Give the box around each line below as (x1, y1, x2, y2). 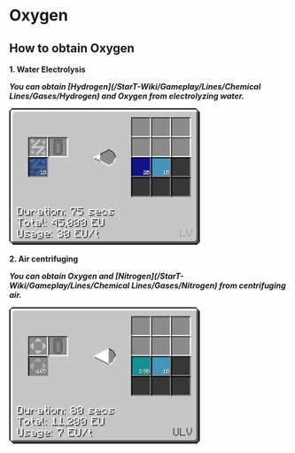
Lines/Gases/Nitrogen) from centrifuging (131, 280, 286, 291)
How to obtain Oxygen (9, 41, 135, 56)
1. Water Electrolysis (9, 64, 86, 74)
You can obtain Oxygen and (9, 271, 114, 281)
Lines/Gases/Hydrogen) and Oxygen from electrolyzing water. (9, 90, 245, 101)
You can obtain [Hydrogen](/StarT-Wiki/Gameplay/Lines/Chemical (9, 82, 261, 91)
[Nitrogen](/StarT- (114, 271, 184, 281)
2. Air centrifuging (9, 254, 79, 264)
